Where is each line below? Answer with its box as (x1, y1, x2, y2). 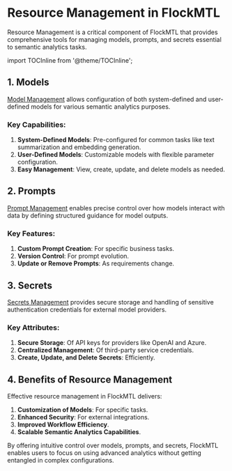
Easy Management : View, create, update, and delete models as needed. (17, 165, 225, 173)
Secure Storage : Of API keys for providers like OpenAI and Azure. (17, 339, 207, 347)
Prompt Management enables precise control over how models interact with (7, 203, 225, 212)
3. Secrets (7, 279, 52, 291)
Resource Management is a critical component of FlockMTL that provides (7, 28, 218, 36)
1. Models (7, 77, 50, 88)
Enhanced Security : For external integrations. (17, 413, 150, 422)
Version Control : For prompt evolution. (17, 252, 130, 261)
